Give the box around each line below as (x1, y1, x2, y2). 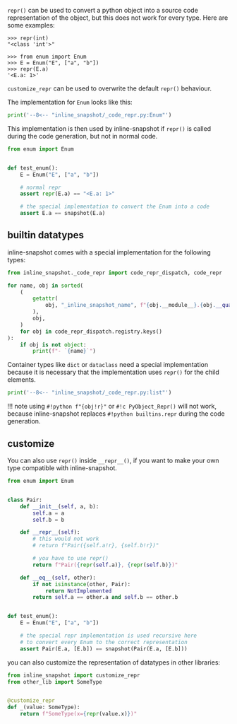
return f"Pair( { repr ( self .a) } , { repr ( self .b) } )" (32, 561, 178, 568)
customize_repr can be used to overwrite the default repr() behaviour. (7, 84, 212, 93)
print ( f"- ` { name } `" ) (32, 348, 97, 355)
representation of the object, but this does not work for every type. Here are (7, 13, 229, 22)
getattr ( (32, 295, 59, 303)
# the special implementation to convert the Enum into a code (20, 203, 210, 211)
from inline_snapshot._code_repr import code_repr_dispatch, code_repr (7, 269, 222, 276)
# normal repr (20, 184, 61, 191)
